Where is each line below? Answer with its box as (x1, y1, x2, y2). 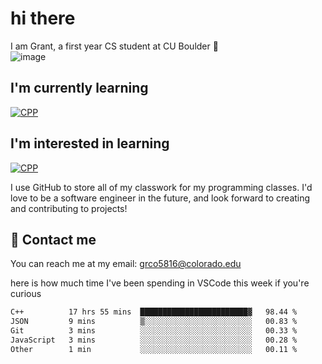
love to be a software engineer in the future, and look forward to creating (10, 192, 311, 204)
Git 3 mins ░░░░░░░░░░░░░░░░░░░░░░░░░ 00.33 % (10, 326, 298, 336)
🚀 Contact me (10, 231, 97, 248)
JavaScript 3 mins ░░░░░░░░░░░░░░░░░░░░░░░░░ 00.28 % (10, 335, 298, 345)
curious (10, 288, 42, 300)
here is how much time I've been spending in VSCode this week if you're (10, 277, 310, 289)
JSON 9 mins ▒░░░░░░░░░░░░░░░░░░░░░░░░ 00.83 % (10, 317, 298, 327)
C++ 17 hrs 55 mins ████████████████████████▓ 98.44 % (10, 307, 298, 317)
